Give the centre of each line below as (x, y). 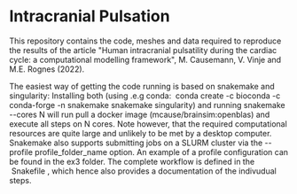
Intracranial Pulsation (90, 16)
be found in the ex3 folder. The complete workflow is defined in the (132, 161)
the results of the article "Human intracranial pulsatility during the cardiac (143, 50)
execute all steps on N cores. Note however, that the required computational (148, 124)
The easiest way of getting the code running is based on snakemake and (142, 86)
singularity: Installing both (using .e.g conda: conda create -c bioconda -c (145, 96)
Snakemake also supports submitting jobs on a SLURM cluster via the (136, 143)
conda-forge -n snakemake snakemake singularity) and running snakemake (147, 105)
